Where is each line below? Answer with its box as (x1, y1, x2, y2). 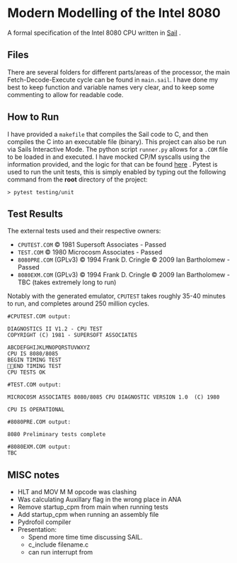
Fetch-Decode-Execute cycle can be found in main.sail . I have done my (7, 75, 219, 84)
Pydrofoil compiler (17, 518, 71, 526)
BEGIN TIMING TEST (7, 357, 62, 364)
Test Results (7, 208, 64, 220)
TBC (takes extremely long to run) (17, 278, 117, 286)
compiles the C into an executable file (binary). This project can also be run (7, 137, 226, 146)
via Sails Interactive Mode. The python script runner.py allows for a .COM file (7, 145, 229, 153)
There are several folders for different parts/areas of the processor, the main (7, 67, 231, 76)
